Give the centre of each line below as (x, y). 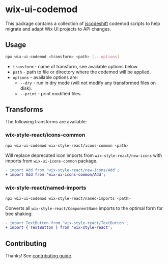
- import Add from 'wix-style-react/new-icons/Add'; (62, 170)
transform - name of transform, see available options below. (76, 66)
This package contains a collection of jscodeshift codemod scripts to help (83, 23)
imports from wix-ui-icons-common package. (51, 161)
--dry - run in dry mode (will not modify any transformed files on (88, 83)
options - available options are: (45, 77)
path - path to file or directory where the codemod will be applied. (82, 72)
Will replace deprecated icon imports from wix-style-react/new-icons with (83, 155)
